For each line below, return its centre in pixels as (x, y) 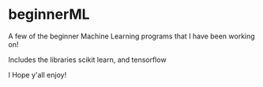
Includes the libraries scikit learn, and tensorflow (88, 60)
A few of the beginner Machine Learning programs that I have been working (131, 36)
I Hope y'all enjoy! (38, 74)
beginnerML (49, 14)
